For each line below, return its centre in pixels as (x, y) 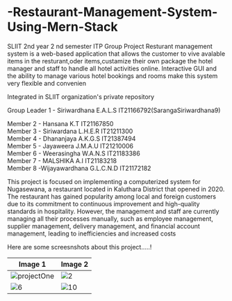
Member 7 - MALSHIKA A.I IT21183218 (62, 160)
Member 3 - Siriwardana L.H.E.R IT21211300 (70, 131)
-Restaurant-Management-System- (113, 12)
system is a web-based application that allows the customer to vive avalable (116, 54)
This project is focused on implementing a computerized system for (104, 181)
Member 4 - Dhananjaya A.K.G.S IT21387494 (72, 138)
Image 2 (75, 264)
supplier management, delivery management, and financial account (103, 226)
